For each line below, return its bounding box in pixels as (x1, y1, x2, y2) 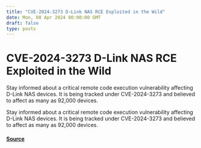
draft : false (6, 20, 39, 26)
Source (6, 135, 25, 142)
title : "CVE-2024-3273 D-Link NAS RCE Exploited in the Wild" (6, 8, 165, 15)
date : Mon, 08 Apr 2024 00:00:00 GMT (6, 14, 101, 20)
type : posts (6, 25, 36, 32)
